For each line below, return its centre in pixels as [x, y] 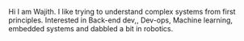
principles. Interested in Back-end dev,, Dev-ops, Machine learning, [120, 20]
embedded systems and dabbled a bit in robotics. [91, 29]
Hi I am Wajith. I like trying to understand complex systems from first [122, 12]
